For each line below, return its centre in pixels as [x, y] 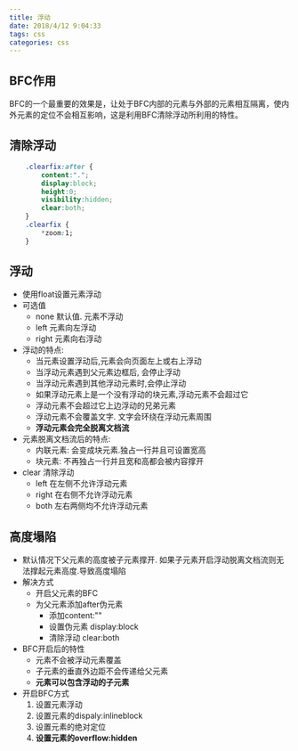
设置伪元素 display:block [94, 627]
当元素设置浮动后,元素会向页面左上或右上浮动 [118, 361]
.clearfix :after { [59, 167]
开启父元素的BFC [67, 593]
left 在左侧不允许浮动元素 [81, 484]
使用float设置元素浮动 [62, 294]
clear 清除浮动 [48, 472]
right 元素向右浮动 [68, 339]
